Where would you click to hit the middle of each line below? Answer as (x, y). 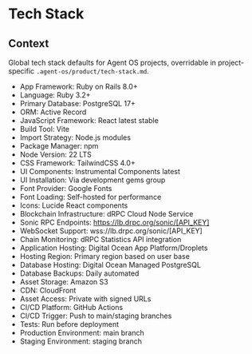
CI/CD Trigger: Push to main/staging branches (96, 316)
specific (22, 71)
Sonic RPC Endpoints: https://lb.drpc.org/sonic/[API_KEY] (114, 222)
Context (29, 44)
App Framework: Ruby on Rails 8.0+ (79, 86)
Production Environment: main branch (82, 333)
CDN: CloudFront (48, 290)
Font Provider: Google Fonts (66, 188)
